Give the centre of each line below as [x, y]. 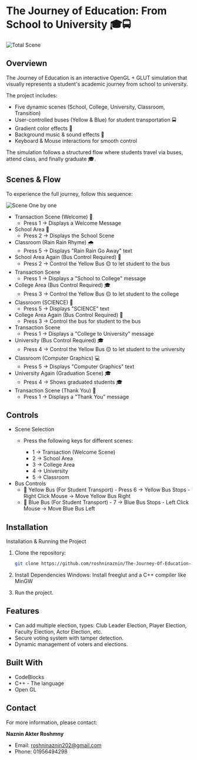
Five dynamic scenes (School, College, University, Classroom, [90, 107]
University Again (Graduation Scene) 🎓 [63, 373]
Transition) [28, 113]
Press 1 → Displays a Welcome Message [72, 223]
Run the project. [34, 593]
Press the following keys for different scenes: [78, 441]
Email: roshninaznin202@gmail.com [58, 745]
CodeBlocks [29, 677]
